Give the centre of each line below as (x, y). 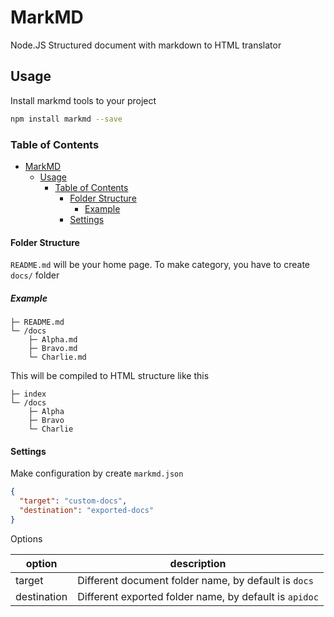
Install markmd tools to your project (83, 100)
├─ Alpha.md (53, 340)
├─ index (28, 394)
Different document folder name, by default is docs (195, 580)
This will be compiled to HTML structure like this (110, 376)
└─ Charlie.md (57, 357)
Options (26, 538)
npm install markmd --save (66, 119)
